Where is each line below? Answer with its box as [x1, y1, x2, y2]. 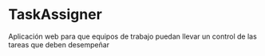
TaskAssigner [8, 6, 102, 24]
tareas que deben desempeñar [8, 39, 110, 49]
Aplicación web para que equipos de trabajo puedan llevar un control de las [8, 32, 257, 41]
